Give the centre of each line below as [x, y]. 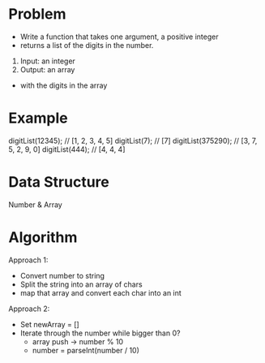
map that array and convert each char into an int [101, 292]
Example [38, 118]
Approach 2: [29, 309]
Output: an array [47, 69]
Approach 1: [28, 260]
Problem [37, 14]
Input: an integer [47, 61]
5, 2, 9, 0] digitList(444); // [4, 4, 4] [67, 149]
